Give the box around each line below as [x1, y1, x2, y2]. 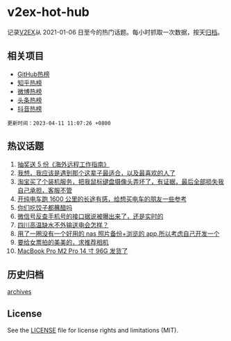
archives [7, 288, 32, 296]
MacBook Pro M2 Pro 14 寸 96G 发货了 [17, 247, 128, 255]
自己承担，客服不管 [17, 186, 73, 194]
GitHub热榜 [17, 70, 50, 78]
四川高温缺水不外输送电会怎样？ [17, 220, 109, 229]
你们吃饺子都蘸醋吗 [17, 203, 73, 211]
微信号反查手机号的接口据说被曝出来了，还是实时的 [17, 212, 164, 220]
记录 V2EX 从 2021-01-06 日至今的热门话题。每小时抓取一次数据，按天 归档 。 [7, 28, 224, 36]
